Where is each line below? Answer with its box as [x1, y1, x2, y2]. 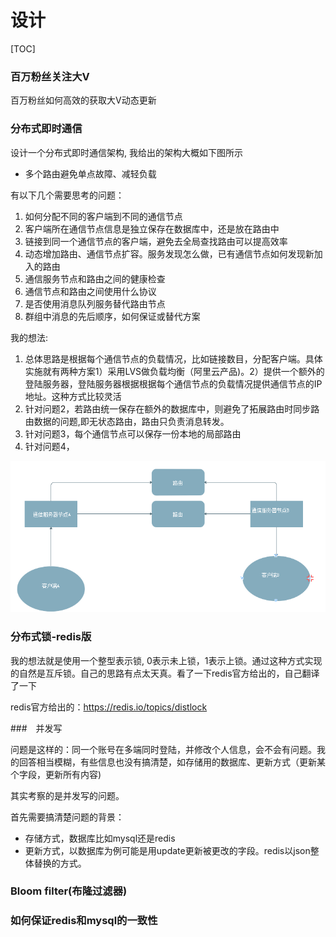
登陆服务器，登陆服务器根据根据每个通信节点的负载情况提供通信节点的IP [24, 377, 323, 390]
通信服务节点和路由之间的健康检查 [24, 272, 166, 285]
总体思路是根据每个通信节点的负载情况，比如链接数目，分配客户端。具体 [24, 352, 323, 365]
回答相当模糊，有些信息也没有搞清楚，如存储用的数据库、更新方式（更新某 [18, 756, 326, 768]
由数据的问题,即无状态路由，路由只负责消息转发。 [24, 415, 230, 427]
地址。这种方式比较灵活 [24, 390, 122, 402]
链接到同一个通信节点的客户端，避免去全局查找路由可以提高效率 [24, 235, 288, 247]
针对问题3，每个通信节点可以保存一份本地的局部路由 [24, 427, 242, 440]
